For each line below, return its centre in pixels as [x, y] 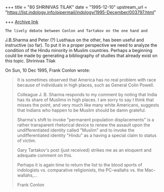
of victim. [26, 140]
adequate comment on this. [45, 155]
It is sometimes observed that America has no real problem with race [87, 80]
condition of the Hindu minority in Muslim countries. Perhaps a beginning [79, 50]
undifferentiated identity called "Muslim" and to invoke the [76, 130]
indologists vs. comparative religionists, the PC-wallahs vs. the [80, 170]
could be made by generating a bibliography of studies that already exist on [81, 55]
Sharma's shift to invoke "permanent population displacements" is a [85, 120]
